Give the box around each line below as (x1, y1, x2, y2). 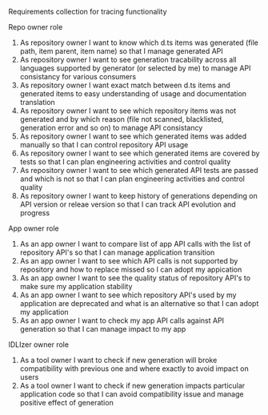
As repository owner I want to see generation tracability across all (19, 55, 237, 64)
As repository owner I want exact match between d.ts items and (19, 80, 230, 90)
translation (19, 98, 56, 107)
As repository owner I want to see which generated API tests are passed (19, 166, 258, 175)
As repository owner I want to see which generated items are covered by (19, 148, 260, 158)
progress (19, 208, 50, 217)
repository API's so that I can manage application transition (19, 248, 215, 257)
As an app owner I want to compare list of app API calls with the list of (19, 240, 251, 248)
